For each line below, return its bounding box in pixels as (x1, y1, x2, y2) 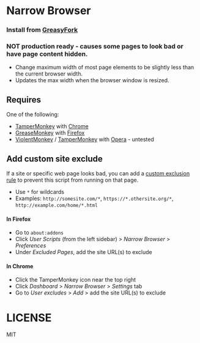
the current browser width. (15, 70, 83, 77)
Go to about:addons (15, 229, 64, 236)
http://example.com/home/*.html (15, 202, 98, 209)
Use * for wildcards (15, 188, 65, 196)
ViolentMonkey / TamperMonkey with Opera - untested (15, 136, 155, 143)
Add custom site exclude (6, 153, 103, 164)
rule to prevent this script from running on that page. (6, 176, 139, 184)
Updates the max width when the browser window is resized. (15, 77, 169, 84)
